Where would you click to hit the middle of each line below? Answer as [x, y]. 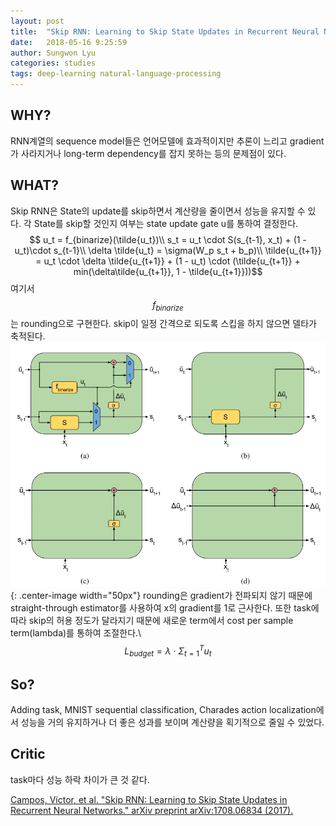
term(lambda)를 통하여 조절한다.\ [76, 632]
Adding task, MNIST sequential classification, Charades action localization [163, 710]
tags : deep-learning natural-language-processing [116, 74]
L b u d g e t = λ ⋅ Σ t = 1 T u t [168, 651]
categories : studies [53, 63]
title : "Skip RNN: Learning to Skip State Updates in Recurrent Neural [165, 31]
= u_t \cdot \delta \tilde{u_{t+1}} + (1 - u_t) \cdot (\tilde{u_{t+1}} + [168, 261]
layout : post [37, 21]
